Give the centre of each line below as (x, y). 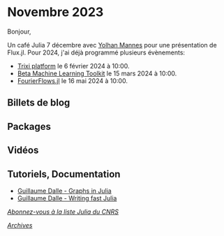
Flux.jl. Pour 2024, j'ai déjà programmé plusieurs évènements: (96, 52)
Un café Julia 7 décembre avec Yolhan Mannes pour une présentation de (112, 45)
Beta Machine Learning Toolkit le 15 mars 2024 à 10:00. (97, 73)
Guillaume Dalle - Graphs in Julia (64, 191)
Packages (29, 126)
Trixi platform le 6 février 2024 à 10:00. (73, 66)
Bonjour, (19, 31)
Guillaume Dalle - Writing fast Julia (67, 198)
